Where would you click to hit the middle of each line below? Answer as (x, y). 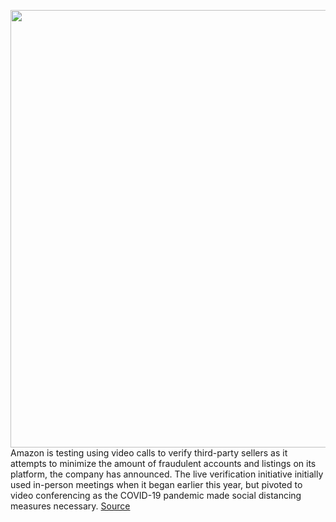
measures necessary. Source (70, 506)
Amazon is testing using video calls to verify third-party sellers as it (149, 453)
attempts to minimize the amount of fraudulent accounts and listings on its (163, 463)
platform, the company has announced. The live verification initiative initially (167, 474)
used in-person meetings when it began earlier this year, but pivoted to (156, 484)
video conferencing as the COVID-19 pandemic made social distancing (156, 495)
